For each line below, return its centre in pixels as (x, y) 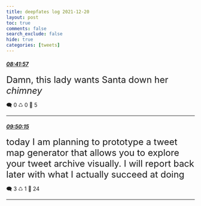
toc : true (19, 23)
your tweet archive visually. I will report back (100, 164)
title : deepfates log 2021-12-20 (48, 12)
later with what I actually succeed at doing (95, 175)
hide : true (20, 40)
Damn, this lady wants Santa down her (87, 80)
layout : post (22, 17)
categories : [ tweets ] (33, 46)
